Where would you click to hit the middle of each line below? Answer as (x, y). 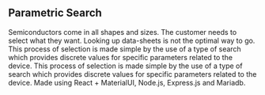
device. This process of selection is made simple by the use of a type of (125, 66)
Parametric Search (55, 13)
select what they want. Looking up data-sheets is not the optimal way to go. (132, 40)
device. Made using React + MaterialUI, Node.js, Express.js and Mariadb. (127, 82)
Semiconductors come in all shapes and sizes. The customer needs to (123, 32)
